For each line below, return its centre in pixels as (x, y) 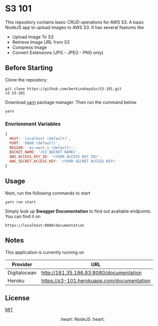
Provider (22, 264)
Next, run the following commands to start (48, 193)
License (17, 298)
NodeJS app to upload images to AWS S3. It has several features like (75, 27)
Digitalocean (22, 272)
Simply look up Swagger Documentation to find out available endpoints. (79, 211)
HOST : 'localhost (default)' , (40, 138)
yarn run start (21, 202)
